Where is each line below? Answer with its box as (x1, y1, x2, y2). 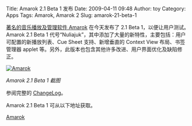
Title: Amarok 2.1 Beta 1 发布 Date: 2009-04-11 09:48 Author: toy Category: (6, 5, 186, 12)
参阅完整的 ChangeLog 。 (6, 90, 67, 96)
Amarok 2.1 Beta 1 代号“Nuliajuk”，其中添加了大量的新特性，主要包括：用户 (6, 31, 186, 38)
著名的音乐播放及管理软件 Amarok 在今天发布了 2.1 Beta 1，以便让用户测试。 (6, 24, 190, 30)
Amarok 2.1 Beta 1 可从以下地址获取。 (6, 102, 96, 108)
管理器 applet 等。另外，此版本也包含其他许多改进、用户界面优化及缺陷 (6, 46, 178, 53)
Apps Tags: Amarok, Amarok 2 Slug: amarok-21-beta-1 (6, 12, 137, 19)
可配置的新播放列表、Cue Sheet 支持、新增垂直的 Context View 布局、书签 (6, 39, 186, 45)
